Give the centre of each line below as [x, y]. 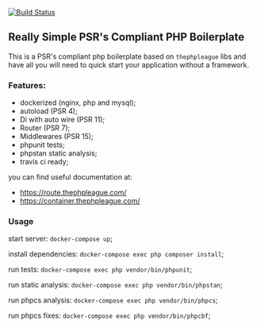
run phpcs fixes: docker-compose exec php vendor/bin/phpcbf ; [109, 316]
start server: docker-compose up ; [60, 239]
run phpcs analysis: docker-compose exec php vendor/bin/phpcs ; [113, 300]
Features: [27, 85]
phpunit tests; [42, 145]
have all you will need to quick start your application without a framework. [129, 64]
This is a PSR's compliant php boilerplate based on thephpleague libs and [127, 56]
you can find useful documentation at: [70, 177]
